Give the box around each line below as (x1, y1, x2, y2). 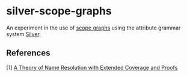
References (6, 48, 51, 58)
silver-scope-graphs (6, 4, 112, 18)
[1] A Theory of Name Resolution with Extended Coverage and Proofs (6, 64, 178, 71)
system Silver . (6, 30, 41, 37)
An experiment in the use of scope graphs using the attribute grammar (6, 24, 181, 31)
